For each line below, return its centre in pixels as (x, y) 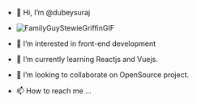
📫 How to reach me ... (54, 91)
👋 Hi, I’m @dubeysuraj (53, 12)
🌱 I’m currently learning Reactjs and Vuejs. (87, 59)
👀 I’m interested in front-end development (86, 43)
